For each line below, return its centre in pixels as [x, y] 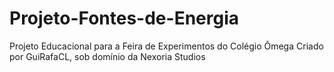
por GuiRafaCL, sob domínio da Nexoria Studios [107, 56]
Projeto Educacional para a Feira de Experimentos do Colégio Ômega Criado [166, 46]
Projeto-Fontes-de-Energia [124, 18]
